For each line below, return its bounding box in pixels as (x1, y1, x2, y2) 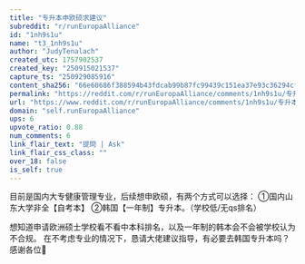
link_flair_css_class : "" (9, 148, 107, 157)
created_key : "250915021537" (9, 64, 120, 73)
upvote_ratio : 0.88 (9, 123, 84, 132)
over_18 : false (9, 156, 67, 166)
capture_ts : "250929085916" (9, 73, 116, 82)
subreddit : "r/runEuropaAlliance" (9, 22, 141, 31)
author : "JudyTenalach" (9, 47, 100, 56)
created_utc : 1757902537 (9, 55, 103, 64)
